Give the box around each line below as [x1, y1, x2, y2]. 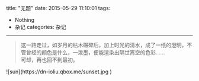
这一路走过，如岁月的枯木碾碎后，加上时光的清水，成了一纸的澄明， [20, 41, 187, 48]
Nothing [14, 17, 34, 23]
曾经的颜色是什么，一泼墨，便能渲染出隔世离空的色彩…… [25, 49, 165, 56]
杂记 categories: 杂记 [14, 24, 66, 30]
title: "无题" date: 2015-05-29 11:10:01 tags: [6, 5, 111, 11]
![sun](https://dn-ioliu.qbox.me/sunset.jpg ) [6, 68, 113, 75]
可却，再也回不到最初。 [20, 56, 78, 63]
